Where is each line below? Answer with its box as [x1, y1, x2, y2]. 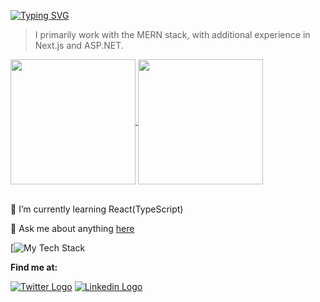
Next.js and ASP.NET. [34, 40, 124, 51]
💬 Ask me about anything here [10, 223, 135, 234]
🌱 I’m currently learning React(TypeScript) [10, 203, 184, 215]
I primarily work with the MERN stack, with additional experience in [34, 29, 311, 40]
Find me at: [10, 261, 58, 273]
